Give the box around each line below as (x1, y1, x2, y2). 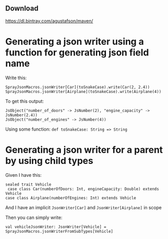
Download (5, 4, 38, 13)
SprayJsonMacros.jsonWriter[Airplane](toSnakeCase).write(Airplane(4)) (5, 89, 161, 94)
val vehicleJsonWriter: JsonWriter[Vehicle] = (5, 224, 107, 229)
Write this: (5, 75, 27, 81)
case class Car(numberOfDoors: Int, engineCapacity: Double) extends (7, 186, 159, 192)
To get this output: (5, 98, 44, 104)
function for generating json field (5, 47, 150, 58)
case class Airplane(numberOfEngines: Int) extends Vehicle (5, 195, 137, 200)
